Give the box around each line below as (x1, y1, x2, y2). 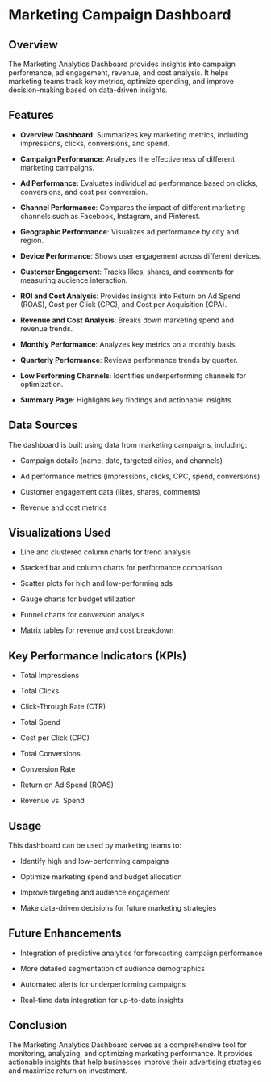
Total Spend (19, 718, 60, 727)
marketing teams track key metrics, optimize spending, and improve (8, 77, 234, 86)
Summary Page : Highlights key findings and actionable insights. (19, 394, 234, 405)
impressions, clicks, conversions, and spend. (19, 138, 170, 148)
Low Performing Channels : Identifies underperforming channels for (19, 370, 247, 381)
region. (19, 235, 44, 245)
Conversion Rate (19, 764, 76, 774)
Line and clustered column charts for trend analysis (19, 547, 191, 557)
